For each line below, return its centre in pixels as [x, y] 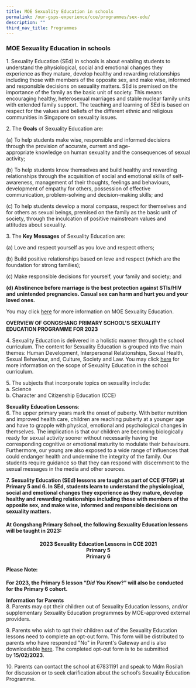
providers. [18, 619]
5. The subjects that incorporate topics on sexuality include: [78, 383]
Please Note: [22, 570]
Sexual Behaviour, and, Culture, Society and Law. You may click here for [93, 359]
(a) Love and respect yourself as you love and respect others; [80, 247]
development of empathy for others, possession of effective [78, 189]
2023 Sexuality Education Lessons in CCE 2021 [98, 544]
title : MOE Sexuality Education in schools [60, 11]
